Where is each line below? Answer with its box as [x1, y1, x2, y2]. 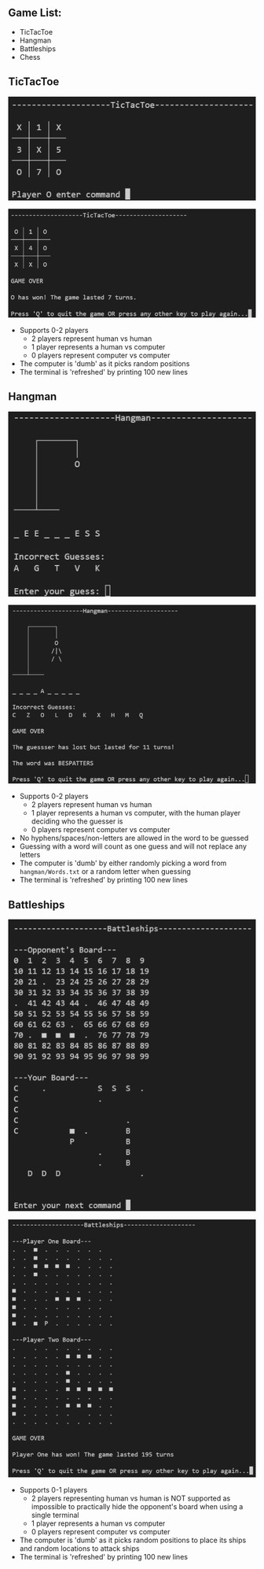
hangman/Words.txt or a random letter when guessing [19, 867, 191, 876]
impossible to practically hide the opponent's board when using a [31, 1502, 244, 1512]
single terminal [31, 1511, 79, 1520]
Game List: [8, 6, 62, 20]
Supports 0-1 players [19, 1486, 88, 1495]
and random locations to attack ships [19, 1544, 140, 1553]
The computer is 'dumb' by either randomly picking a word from [19, 858, 227, 868]
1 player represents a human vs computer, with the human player [31, 809, 241, 818]
